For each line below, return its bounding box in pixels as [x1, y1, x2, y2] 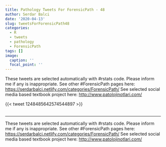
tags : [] [5, 48, 23, 53]
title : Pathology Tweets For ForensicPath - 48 [5, 7, 105, 12]
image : [5, 53, 19, 58]
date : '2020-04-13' [5, 16, 45, 21]
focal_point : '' [9, 62, 43, 67]
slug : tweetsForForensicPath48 [5, 21, 70, 26]
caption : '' [9, 58, 35, 63]
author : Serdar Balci [5, 12, 50, 17]
